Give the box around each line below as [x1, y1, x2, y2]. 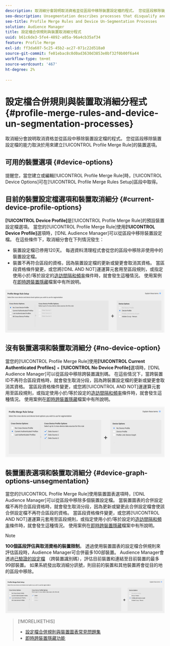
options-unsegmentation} [5, 476, 90, 486]
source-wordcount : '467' [5, 61, 58, 67]
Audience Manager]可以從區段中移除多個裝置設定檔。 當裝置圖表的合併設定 [5, 497, 163, 503]
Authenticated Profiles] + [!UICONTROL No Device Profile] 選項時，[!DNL [5, 365, 160, 371]
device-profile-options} [5, 203, 82, 212]
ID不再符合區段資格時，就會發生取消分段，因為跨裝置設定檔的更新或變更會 [5, 377, 160, 383]
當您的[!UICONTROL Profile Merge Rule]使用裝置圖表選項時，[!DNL [5, 491, 146, 497]
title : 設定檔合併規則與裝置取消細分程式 [5, 29, 82, 35]
